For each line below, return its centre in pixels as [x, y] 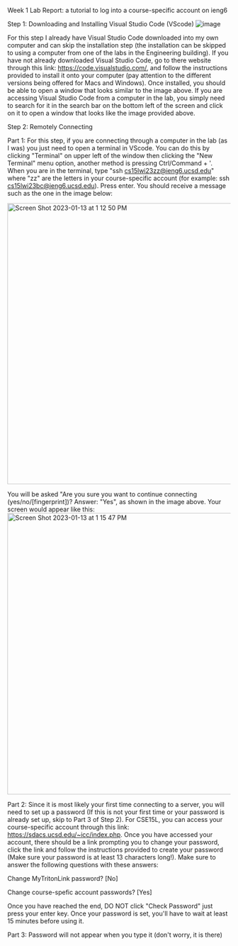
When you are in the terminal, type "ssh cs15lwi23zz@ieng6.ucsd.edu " [111, 171]
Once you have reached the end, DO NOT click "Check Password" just [110, 906]
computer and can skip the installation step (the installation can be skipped [117, 45]
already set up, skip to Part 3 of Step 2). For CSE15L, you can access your [115, 819]
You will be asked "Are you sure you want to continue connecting [102, 494]
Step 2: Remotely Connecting [50, 127]
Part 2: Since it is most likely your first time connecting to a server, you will [116, 805]
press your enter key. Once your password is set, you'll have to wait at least [118, 913]
